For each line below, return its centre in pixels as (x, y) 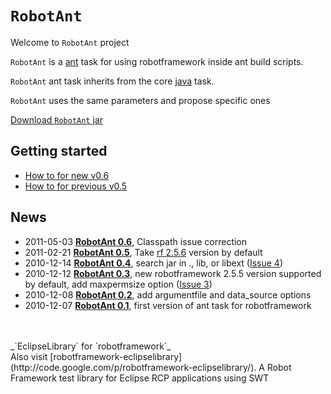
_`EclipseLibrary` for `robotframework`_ (91, 346)
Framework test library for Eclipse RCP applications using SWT (140, 378)
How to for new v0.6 (67, 175)
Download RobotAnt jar (57, 119)
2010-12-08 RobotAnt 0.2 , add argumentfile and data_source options (168, 294)
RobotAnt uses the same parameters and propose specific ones (140, 100)
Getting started (59, 151)
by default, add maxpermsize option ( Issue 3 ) (118, 284)
